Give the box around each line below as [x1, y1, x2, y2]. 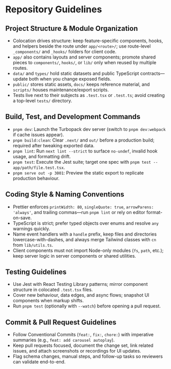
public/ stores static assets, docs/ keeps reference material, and [12, 81, 150, 87]
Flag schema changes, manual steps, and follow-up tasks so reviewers [12, 353, 163, 360]
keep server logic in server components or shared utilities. [12, 253, 136, 259]
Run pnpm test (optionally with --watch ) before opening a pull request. [12, 303, 161, 309]
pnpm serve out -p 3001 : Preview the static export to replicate [12, 169, 144, 176]
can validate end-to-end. [12, 359, 66, 365]
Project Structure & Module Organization [5, 24, 138, 33]
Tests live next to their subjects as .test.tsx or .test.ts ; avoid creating [12, 92, 165, 98]
